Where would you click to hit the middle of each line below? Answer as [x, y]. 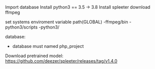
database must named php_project [48, 46]
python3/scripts [22, 27]
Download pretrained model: [34, 56]
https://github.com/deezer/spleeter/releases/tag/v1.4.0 [61, 61]
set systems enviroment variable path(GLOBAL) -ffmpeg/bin [67, 22]
